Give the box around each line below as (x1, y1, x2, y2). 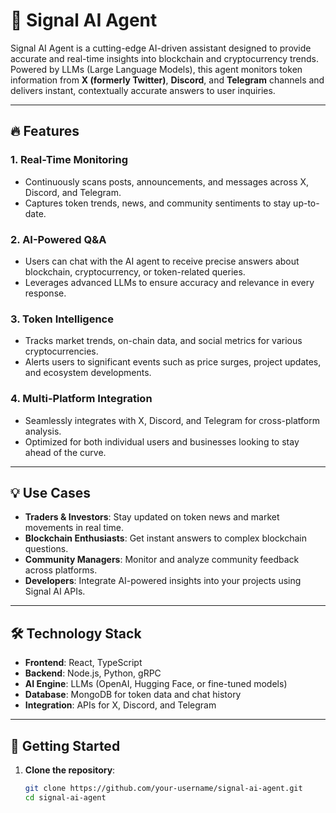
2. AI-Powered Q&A (10, 232, 107, 246)
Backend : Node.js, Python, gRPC (24, 667, 162, 679)
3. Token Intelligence (10, 312, 114, 326)
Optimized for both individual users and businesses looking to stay (24, 435, 300, 448)
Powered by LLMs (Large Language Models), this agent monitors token (10, 63, 303, 75)
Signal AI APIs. (24, 585, 86, 598)
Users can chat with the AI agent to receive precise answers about (24, 255, 300, 267)
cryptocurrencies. (24, 345, 99, 358)
